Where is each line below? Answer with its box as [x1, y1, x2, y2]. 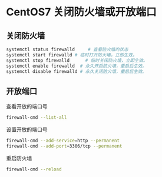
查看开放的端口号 [6, 103, 48, 110]
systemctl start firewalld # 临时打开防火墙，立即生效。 [6, 52, 137, 58]
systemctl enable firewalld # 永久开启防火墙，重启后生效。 [6, 63, 147, 69]
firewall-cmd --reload [6, 166, 62, 172]
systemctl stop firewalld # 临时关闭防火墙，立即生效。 [6, 57, 148, 64]
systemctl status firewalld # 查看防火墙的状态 [6, 46, 128, 52]
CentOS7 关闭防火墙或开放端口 [6, 5, 157, 19]
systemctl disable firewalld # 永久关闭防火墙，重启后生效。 [6, 68, 147, 74]
